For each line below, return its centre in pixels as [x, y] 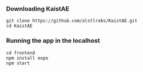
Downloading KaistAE [38, 9]
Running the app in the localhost [53, 41]
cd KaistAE [19, 26]
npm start [18, 63]
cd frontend [21, 53]
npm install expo [27, 58]
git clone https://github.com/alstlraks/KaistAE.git [72, 21]
